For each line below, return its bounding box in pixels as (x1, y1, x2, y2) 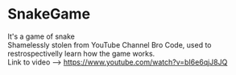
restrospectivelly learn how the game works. (7, 48, 155, 58)
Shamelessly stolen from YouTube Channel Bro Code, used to (7, 40, 212, 49)
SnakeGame (7, 5, 90, 23)
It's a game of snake (7, 31, 76, 41)
